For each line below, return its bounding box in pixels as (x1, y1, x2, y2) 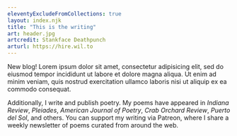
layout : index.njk (7, 17, 62, 24)
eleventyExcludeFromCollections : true (7, 10, 122, 18)
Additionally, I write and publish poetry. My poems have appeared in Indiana (7, 99, 229, 106)
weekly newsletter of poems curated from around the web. (7, 121, 179, 129)
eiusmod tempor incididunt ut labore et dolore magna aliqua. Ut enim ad (7, 70, 217, 78)
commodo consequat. (7, 85, 71, 93)
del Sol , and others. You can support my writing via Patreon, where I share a (7, 113, 229, 122)
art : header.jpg (7, 30, 55, 37)
